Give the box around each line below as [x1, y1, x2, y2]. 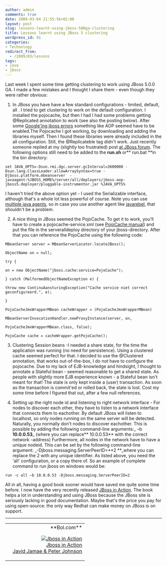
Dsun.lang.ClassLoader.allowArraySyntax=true [5, 169, 101, 174]
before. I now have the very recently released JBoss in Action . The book [5, 487, 153, 493]
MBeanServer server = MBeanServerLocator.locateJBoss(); [5, 242, 126, 247]
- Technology [5, 44, 32, 49]
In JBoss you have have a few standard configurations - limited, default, [12, 102, 160, 107]
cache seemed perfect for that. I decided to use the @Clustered [12, 353, 143, 358]
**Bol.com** [50, 524, 83, 531]
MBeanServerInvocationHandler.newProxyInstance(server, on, [5, 316, 133, 321]
